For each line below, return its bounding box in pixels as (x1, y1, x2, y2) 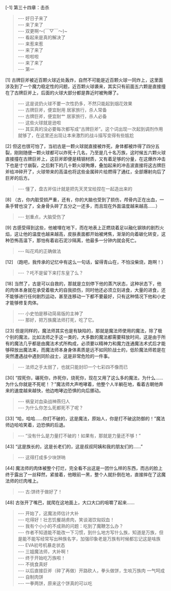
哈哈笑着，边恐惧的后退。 (14, 422, 68, 428)
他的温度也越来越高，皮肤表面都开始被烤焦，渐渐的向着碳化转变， (22, 231, 161, 237)
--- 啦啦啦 (17, 53, 39, 60)
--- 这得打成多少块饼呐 (17, 455, 66, 460)
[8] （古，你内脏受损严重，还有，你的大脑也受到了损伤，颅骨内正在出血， (5, 196, 160, 203)
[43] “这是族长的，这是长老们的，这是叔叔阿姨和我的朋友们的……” (5, 443, 143, 449)
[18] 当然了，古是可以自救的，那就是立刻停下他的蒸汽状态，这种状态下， (5, 280, 157, 287)
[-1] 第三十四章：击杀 (5, 5, 50, 10)
